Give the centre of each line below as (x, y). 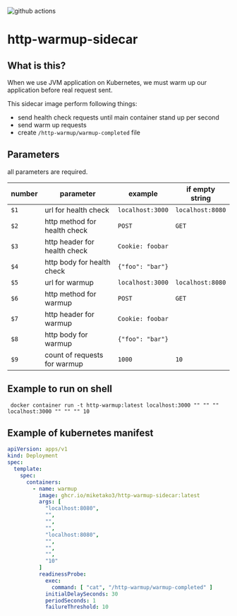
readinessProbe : (62, 574)
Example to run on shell (60, 389)
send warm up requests (52, 125)
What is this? (37, 65)
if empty (201, 189)
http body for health (78, 262)
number (24, 193)
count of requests (74, 355)
